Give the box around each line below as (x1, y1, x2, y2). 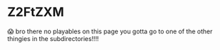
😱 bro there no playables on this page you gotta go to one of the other (7, 27, 213, 35)
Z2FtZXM (7, 4, 65, 20)
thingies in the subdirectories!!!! (7, 34, 99, 42)
